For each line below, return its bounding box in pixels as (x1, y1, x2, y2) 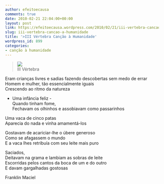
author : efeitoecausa (5, 7, 49, 12)
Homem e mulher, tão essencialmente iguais (5, 81, 94, 87)
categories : (5, 43, 29, 48)
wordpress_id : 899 (5, 39, 42, 44)
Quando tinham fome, (12, 100, 56, 106)
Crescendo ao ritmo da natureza (5, 86, 70, 92)
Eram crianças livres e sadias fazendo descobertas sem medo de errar (5, 75, 147, 81)
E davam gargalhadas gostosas (5, 165, 68, 171)
